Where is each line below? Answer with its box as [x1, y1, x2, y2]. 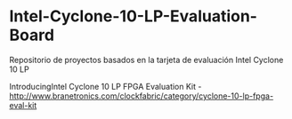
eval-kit [9, 99, 37, 110]
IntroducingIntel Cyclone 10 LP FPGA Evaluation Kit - [9, 81, 202, 91]
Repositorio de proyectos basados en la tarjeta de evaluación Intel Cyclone [9, 54, 284, 65]
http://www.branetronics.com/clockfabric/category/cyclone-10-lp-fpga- [9, 91, 274, 101]
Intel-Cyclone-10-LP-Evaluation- [9, 6, 258, 27]
